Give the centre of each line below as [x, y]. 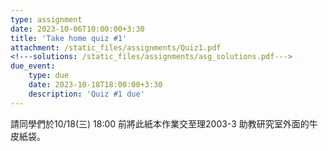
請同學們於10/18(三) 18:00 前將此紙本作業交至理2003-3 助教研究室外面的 [160, 123]
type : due [49, 76]
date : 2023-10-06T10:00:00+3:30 [77, 29]
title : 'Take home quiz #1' [69, 38]
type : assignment [46, 19]
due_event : [33, 66]
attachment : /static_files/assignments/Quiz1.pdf [116, 47]
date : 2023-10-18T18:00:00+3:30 [95, 85]
